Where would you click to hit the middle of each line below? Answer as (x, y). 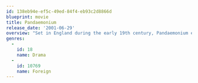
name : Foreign (34, 71)
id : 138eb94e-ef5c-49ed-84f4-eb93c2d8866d (59, 11)
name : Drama (31, 55)
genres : (16, 39)
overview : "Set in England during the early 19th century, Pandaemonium (97, 33)
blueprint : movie (27, 17)
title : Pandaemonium (32, 22)
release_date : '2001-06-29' (41, 28)
